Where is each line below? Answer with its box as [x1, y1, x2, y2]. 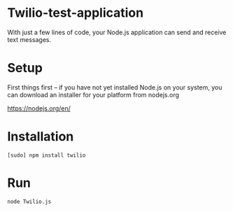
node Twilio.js [7, 198, 52, 205]
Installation [7, 129, 74, 145]
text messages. [7, 35, 51, 43]
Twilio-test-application [7, 5, 144, 21]
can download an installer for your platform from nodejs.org [7, 90, 180, 99]
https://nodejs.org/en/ [7, 104, 71, 113]
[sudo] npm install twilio [7, 152, 86, 159]
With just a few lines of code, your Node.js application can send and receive [7, 28, 227, 36]
